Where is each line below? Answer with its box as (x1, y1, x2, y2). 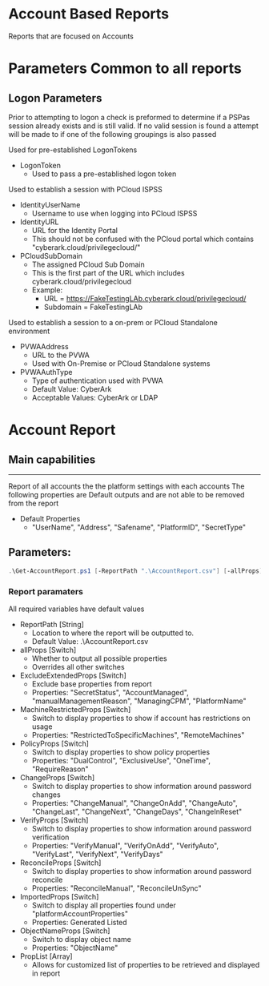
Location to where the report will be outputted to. (31, 628, 195, 638)
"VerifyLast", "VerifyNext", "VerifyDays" (31, 849, 164, 859)
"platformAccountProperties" (31, 908, 128, 918)
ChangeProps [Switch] (19, 772, 95, 782)
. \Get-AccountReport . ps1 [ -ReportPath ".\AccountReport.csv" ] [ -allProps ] (8, 566, 263, 575)
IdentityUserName (19, 199, 81, 209)
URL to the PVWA (31, 350, 90, 360)
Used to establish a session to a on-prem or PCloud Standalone (8, 317, 218, 327)
